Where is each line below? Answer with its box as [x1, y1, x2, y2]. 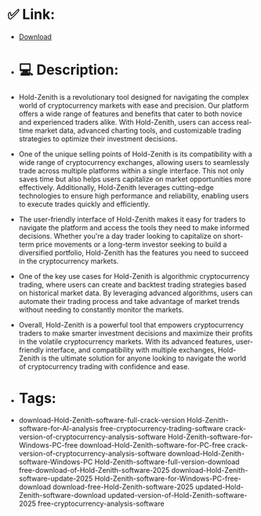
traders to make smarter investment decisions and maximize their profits [18, 328, 253, 338]
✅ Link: [7, 5, 56, 24]
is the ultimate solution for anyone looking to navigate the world [41, 353, 247, 363]
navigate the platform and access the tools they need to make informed [18, 222, 250, 232]
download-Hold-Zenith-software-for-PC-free [79, 440, 226, 449]
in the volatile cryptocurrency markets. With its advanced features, [18, 336, 234, 346]
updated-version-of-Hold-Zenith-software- [107, 490, 248, 500]
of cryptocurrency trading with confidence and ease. [18, 361, 190, 371]
